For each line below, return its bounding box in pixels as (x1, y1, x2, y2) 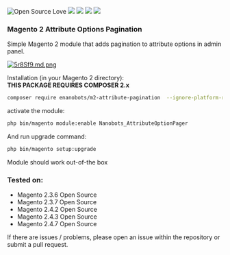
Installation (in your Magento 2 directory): (7, 74, 125, 82)
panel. (7, 47, 25, 56)
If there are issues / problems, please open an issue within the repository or (7, 233, 220, 241)
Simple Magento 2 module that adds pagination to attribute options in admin (7, 40, 222, 48)
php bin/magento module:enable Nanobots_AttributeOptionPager (7, 120, 188, 127)
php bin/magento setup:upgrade (7, 146, 97, 153)
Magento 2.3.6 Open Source (16, 191, 97, 199)
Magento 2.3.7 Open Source (16, 198, 97, 206)
